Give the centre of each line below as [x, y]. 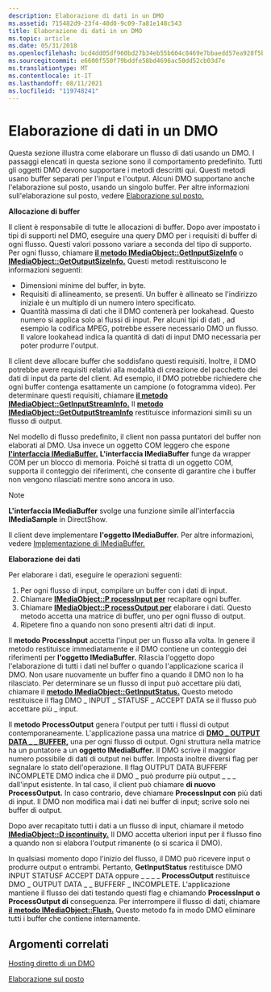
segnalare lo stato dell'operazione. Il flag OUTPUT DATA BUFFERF [118, 768]
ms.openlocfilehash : [43, 53]
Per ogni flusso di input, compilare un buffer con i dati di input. [123, 590]
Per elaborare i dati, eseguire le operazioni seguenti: [95, 575]
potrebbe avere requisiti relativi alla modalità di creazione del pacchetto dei [133, 370]
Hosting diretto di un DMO [52, 964]
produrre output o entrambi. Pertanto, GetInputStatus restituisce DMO [126, 867]
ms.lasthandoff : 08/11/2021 [56, 83]
